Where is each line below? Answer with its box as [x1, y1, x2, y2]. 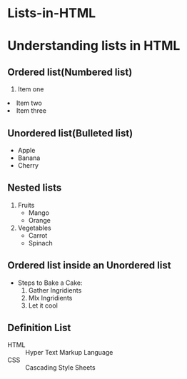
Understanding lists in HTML [7, 38, 181, 54]
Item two [16, 98, 43, 108]
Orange [28, 216, 51, 224]
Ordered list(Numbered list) [7, 66, 133, 78]
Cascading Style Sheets [25, 363, 96, 372]
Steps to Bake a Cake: [17, 278, 84, 287]
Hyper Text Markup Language [25, 348, 113, 357]
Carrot [28, 231, 48, 240]
